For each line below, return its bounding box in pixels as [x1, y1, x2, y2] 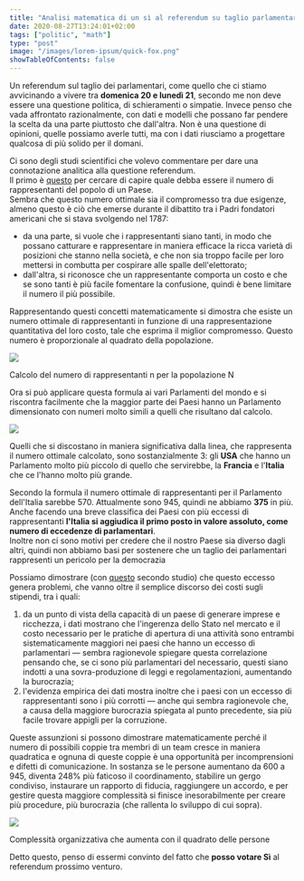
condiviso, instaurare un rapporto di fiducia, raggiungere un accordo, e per [9, 780, 289, 790]
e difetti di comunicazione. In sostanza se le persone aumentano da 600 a [9, 761, 285, 771]
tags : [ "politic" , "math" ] [9, 30, 111, 39]
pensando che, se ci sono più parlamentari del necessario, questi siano [22, 657, 289, 667]
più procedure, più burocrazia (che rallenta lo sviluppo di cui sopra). [9, 800, 262, 810]
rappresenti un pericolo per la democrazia [9, 554, 166, 565]
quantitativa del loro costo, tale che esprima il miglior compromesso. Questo [9, 325, 294, 336]
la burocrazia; [22, 676, 74, 686]
